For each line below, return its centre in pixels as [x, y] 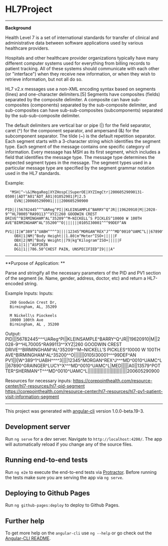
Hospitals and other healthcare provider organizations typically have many [82, 58]
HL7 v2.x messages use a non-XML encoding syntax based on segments [80, 89]
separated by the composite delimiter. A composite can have [67, 99]
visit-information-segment [32, 397]
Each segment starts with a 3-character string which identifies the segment [83, 141]
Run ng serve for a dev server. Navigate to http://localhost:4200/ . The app [84, 439]
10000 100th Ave [26, 320]
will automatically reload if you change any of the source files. [69, 444]
